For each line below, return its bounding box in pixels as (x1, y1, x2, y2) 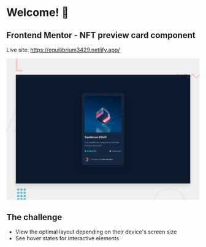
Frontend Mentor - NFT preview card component (6, 30, 196, 40)
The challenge (6, 211, 63, 222)
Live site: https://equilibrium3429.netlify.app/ (6, 46, 120, 53)
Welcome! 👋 (6, 6, 69, 20)
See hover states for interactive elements (15, 234, 120, 241)
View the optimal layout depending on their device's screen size (15, 228, 177, 235)
